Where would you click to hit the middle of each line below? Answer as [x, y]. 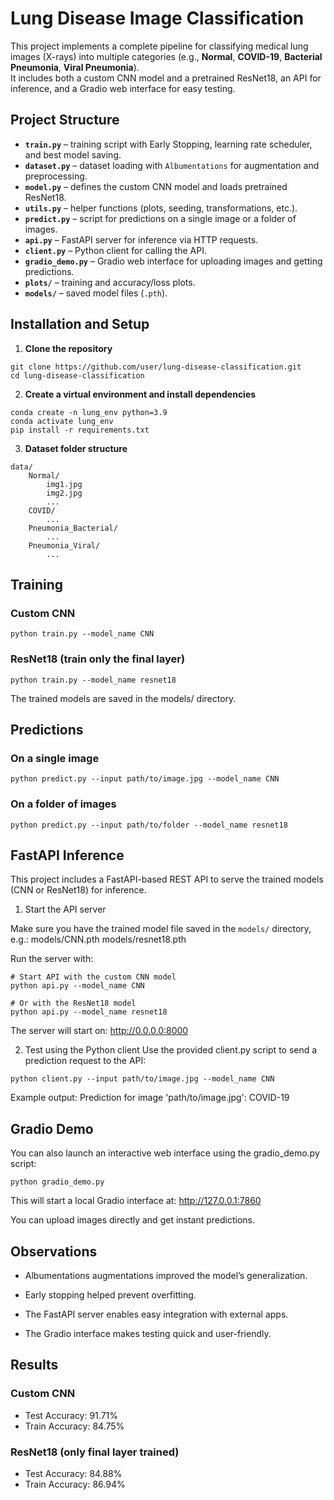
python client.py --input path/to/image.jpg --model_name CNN [142, 1079]
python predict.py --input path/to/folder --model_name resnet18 [149, 825]
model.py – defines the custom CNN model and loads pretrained [156, 186]
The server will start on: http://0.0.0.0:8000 [99, 1031]
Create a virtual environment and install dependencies [140, 394]
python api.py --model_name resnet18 [89, 1012]
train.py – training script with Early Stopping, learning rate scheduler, [168, 144]
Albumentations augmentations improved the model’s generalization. [166, 1275]
